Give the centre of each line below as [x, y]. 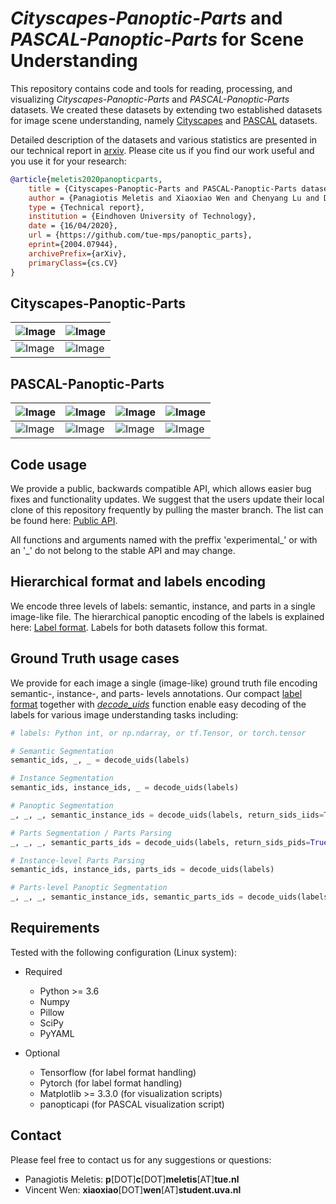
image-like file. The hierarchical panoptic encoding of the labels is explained [167, 616]
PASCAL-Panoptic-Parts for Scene [157, 39]
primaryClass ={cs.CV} [73, 263]
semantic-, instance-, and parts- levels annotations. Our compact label [156, 693]
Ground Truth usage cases [95, 658]
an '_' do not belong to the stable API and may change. [123, 550]
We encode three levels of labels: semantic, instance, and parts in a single [163, 606]
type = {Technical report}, [86, 207]
